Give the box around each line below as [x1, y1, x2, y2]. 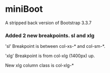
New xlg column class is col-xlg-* [5, 63, 74, 69]
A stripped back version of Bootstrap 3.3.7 [5, 20, 92, 26]
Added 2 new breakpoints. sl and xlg [5, 32, 95, 39]
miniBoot [5, 3, 43, 15]
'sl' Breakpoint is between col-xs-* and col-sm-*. [5, 43, 106, 49]
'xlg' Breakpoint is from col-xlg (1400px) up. [5, 53, 95, 59]
